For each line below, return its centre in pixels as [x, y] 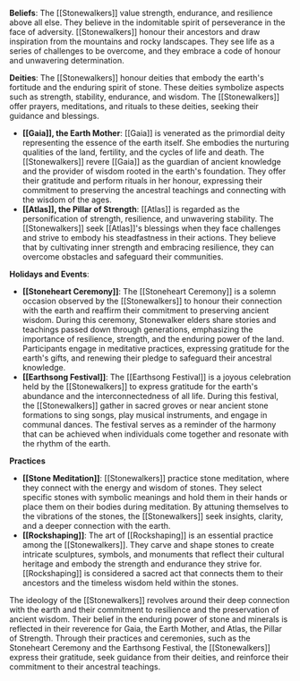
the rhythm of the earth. [66, 443]
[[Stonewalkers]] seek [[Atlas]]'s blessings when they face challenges [151, 228]
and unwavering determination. [67, 60]
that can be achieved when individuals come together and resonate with [155, 434]
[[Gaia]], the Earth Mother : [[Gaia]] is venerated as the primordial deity [154, 133]
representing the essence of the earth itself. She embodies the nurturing [155, 143]
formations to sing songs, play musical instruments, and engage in [145, 415]
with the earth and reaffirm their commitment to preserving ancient [146, 311]
